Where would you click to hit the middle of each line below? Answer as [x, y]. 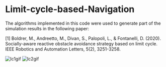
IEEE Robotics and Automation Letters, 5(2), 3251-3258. [63, 49]
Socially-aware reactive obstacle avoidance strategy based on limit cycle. [81, 43]
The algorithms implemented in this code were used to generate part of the [83, 23]
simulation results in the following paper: [47, 28]
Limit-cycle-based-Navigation [70, 9]
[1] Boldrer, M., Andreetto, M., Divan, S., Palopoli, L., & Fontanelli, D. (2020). [83, 38]
